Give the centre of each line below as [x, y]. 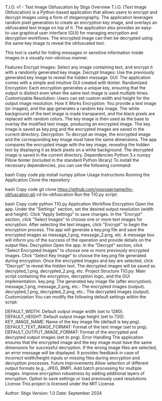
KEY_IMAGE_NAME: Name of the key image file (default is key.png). [73, 322]
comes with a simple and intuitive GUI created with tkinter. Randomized [76, 83]
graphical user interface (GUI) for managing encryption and [79, 33]
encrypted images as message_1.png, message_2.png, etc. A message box [80, 235]
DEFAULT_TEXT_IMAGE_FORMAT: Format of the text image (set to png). [76, 327]
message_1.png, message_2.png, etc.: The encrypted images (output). [75, 287]
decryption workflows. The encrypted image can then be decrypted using [79, 38]
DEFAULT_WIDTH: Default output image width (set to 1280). [64, 311]
